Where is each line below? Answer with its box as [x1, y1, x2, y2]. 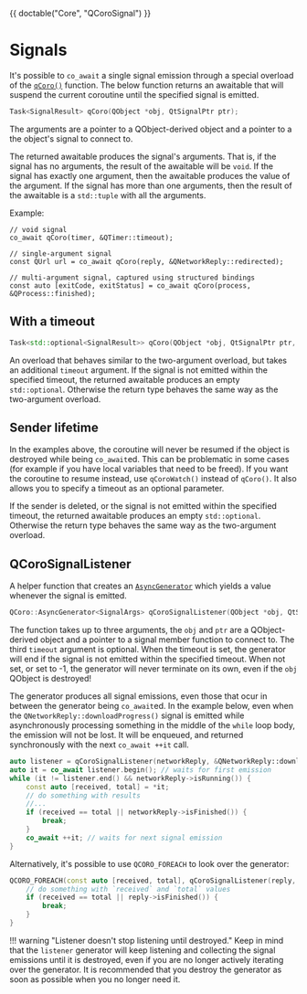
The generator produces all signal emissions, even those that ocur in [9, 691, 268, 702]
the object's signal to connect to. [9, 132, 133, 144]
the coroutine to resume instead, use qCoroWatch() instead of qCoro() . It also [9, 473, 297, 484]
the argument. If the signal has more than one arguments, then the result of [9, 180, 292, 191]
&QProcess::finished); [9, 289, 96, 298]
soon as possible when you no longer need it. [9, 973, 181, 985]
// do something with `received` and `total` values [26, 884, 231, 894]
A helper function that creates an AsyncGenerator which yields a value [9, 580, 271, 592]
